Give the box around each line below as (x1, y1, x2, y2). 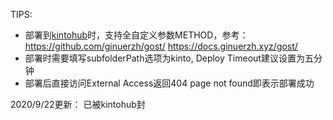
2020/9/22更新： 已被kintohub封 (10, 99, 146, 110)
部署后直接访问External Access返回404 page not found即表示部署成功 (24, 77, 315, 89)
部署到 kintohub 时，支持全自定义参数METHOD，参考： (24, 29, 249, 41)
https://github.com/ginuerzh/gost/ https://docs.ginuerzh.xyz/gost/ (24, 40, 298, 52)
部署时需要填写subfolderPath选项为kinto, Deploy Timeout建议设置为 (24, 52, 305, 64)
